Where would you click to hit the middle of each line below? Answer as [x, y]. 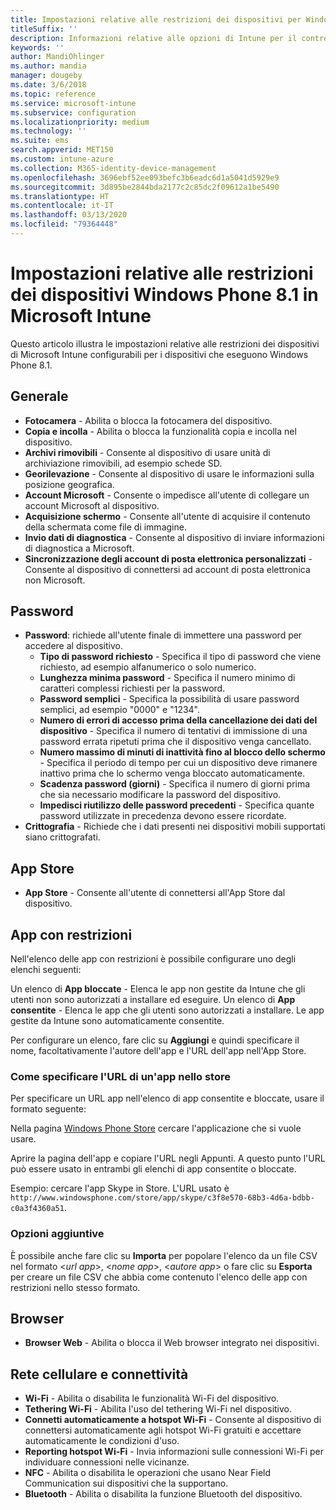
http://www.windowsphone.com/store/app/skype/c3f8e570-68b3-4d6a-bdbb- [162, 1198]
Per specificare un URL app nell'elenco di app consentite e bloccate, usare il [167, 1098]
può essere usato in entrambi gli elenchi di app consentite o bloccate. [153, 1169]
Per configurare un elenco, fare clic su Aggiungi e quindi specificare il [155, 1040]
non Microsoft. [55, 580]
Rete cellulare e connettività [99, 1374]
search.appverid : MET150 [62, 150]
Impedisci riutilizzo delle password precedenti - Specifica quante [177, 805]
